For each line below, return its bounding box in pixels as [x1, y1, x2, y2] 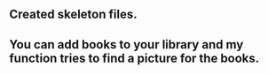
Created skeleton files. [9, 7, 138, 22]
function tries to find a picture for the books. [9, 50, 260, 65]
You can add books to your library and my [9, 37, 244, 52]
